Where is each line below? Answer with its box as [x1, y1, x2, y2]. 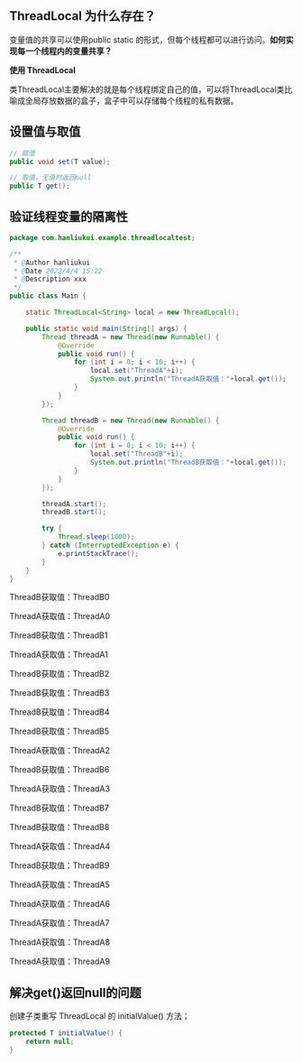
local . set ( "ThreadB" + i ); [89, 449, 183, 458]
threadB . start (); [41, 508, 106, 517]
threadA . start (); [41, 499, 106, 508]
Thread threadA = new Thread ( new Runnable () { [41, 332, 220, 341]
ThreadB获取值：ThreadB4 [9, 707, 110, 717]
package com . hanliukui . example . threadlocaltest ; [9, 233, 196, 242]
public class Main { [9, 291, 87, 300]
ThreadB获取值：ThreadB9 [9, 860, 110, 871]
